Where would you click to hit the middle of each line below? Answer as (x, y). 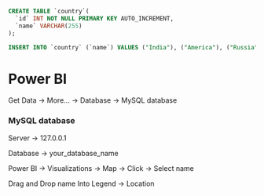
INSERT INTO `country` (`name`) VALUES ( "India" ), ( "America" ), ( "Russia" (133, 47)
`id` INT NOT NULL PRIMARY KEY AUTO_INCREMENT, (95, 18)
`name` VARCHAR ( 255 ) (49, 26)
